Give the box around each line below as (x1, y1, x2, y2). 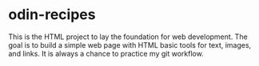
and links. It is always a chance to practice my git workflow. (8, 49, 204, 58)
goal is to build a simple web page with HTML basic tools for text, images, (8, 40, 252, 49)
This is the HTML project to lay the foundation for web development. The (8, 32, 248, 41)
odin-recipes (8, 6, 96, 24)
